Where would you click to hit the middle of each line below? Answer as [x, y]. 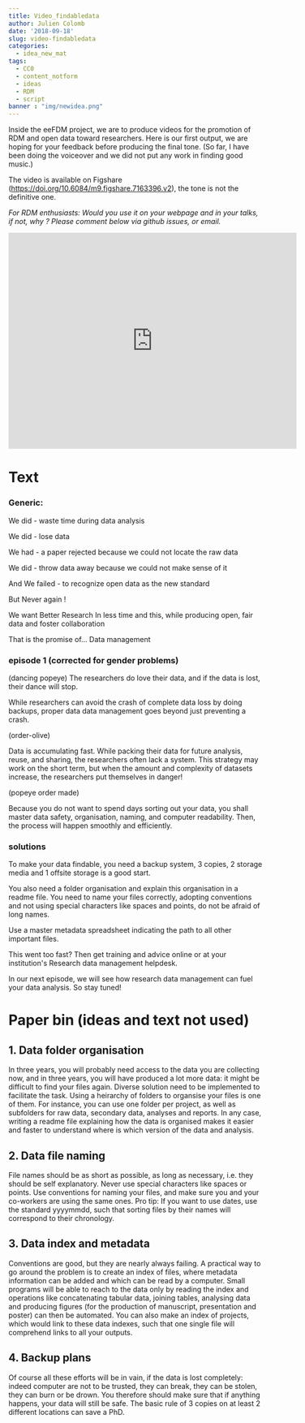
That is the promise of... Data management [80, 639]
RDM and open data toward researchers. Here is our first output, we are [128, 138]
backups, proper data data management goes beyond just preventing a [127, 710]
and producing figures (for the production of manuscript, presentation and [133, 1306]
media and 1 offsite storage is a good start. [80, 873]
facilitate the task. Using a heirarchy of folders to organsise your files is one [135, 1096]
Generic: [26, 502]
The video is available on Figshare [66, 180]
